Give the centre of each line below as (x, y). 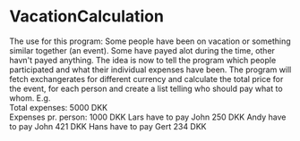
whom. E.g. (30, 98)
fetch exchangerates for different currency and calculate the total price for (146, 79)
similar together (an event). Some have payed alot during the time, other (142, 50)
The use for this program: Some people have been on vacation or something (150, 41)
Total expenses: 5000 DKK (59, 107)
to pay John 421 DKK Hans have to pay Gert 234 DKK (108, 126)
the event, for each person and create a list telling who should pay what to (146, 88)
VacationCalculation (86, 17)
